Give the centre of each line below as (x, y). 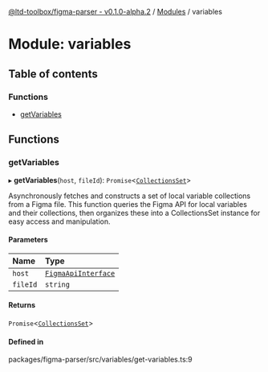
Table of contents (53, 74)
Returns (22, 305)
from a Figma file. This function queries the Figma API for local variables (128, 204)
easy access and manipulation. (59, 221)
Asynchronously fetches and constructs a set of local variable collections (130, 196)
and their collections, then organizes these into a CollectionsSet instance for (134, 213)
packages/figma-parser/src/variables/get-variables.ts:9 (100, 360)
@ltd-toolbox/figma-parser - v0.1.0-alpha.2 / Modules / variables (116, 12)
